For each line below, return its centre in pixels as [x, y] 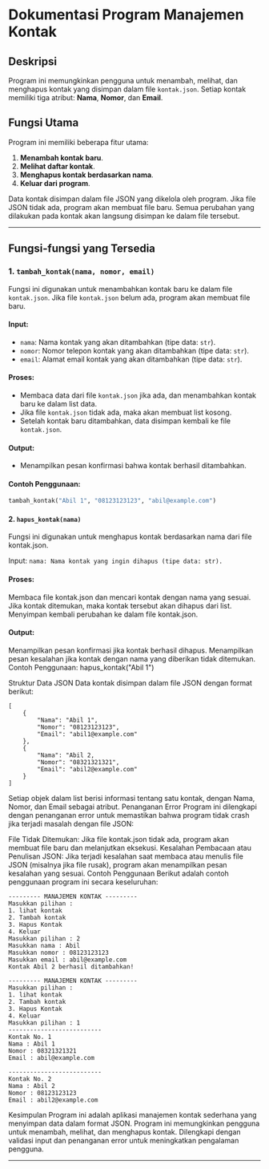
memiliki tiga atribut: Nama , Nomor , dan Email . [86, 97]
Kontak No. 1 [30, 1037]
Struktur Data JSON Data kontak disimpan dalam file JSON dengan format [130, 682]
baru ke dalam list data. [58, 403]
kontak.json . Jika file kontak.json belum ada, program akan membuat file [129, 297]
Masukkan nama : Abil [44, 945]
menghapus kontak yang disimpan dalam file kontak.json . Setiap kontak [127, 89]
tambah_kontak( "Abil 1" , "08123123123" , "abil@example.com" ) [112, 501]
